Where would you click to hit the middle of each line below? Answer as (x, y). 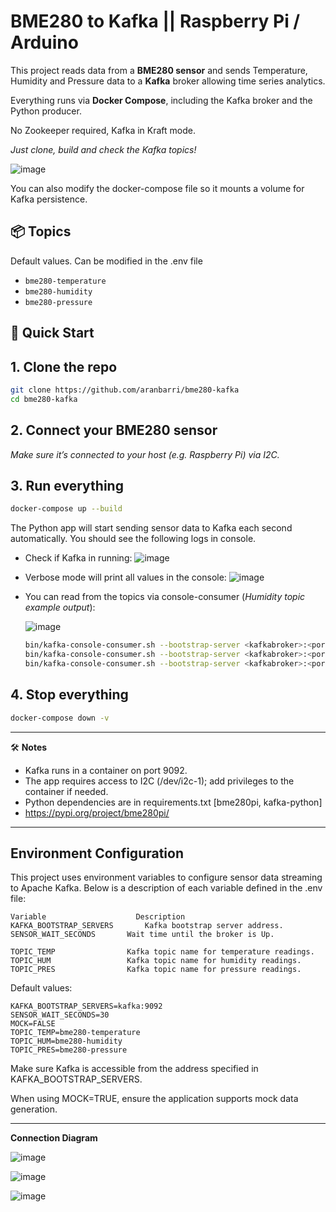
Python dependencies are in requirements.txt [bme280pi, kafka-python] (173, 802)
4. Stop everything (69, 695)
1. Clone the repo (64, 366)
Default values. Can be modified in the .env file (106, 261)
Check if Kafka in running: (78, 558)
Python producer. (46, 111)
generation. (34, 1109)
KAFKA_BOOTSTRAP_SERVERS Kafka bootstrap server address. (147, 926)
